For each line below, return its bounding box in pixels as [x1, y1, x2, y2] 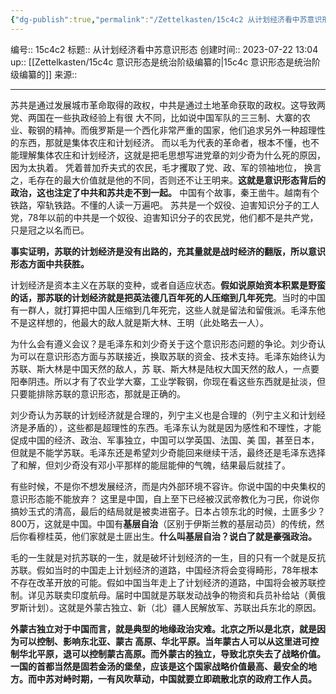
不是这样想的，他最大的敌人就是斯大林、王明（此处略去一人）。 [10, 316, 269, 328]
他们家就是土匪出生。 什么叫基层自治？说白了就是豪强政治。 [71, 530, 317, 542]
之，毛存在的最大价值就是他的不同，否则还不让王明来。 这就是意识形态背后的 [10, 174, 326, 186]
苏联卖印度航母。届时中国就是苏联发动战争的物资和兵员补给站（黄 [44, 589, 317, 601]
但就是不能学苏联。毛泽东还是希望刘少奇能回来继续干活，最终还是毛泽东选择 [10, 446, 326, 458]
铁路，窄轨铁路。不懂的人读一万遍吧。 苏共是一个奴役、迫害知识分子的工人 [10, 199, 320, 211]
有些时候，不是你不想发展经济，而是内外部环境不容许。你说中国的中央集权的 [10, 480, 326, 492]
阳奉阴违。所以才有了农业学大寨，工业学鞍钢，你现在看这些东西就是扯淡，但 [10, 375, 326, 387]
